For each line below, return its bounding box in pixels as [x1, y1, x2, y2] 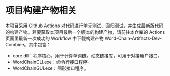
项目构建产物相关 [5, 5, 77, 16]
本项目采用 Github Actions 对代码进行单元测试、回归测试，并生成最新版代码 [5, 22, 164, 29]
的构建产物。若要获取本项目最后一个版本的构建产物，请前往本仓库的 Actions [5, 29, 165, 35]
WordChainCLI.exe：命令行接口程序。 [12, 59, 93, 65]
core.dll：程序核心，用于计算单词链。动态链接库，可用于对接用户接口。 [12, 52, 162, 59]
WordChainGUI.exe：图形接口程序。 [12, 65, 89, 71]
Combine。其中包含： [5, 41, 51, 47]
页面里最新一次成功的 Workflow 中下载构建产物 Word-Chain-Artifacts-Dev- [5, 35, 162, 41]
